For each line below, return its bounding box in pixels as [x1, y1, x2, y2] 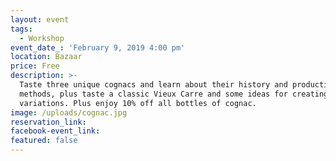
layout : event [10, 14, 70, 25]
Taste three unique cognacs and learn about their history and [19, 80, 288, 90]
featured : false [10, 136, 78, 146]
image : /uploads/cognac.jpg [10, 107, 128, 118]
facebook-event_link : [10, 126, 101, 136]
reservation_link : [10, 117, 87, 127]
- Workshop [19, 33, 65, 43]
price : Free [10, 61, 60, 71]
